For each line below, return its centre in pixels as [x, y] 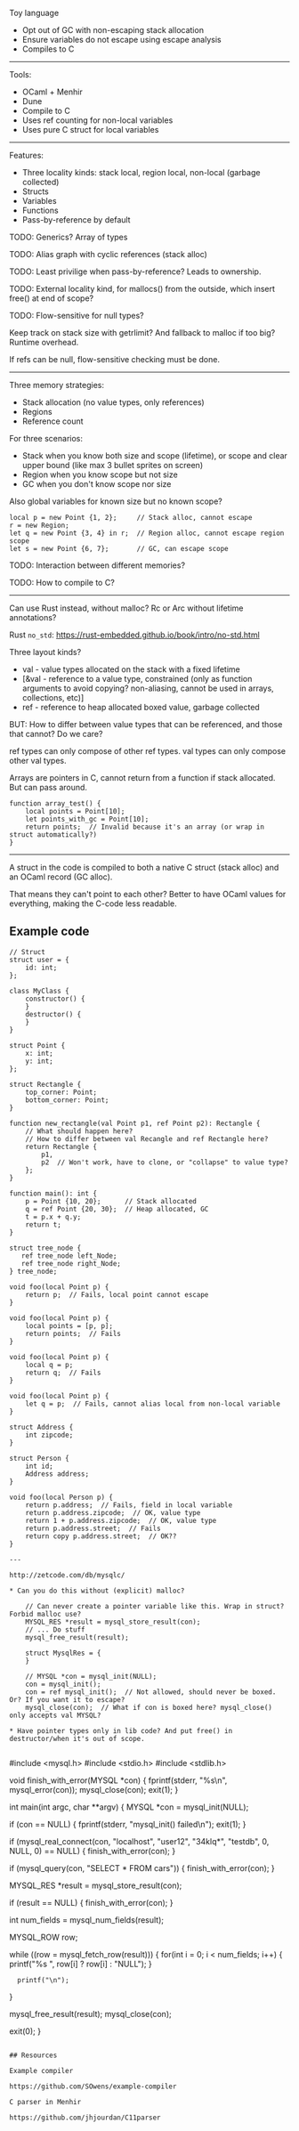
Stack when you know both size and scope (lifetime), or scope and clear [154, 456]
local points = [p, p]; [69, 1325]
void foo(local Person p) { [61, 1497]
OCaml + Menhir [52, 92]
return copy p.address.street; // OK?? [101, 1536]
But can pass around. [48, 787]
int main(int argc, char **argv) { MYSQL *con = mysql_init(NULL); [129, 1807]
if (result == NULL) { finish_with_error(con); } [91, 1902]
